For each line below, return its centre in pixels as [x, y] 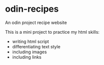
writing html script [30, 41]
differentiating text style [36, 46]
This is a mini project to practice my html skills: [52, 32]
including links [27, 57]
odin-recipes [32, 9]
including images [29, 52]
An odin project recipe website [36, 22]
